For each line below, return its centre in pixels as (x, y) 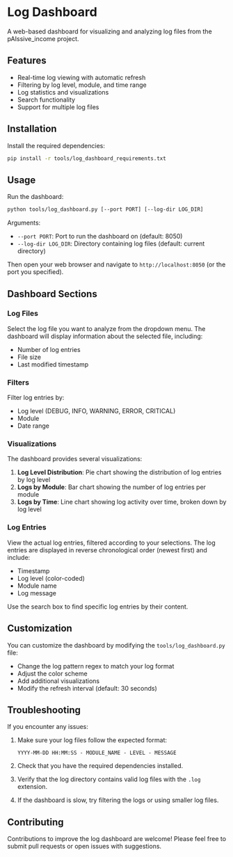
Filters (18, 382)
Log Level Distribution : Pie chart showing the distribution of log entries (119, 472)
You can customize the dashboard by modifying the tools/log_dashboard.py (116, 645)
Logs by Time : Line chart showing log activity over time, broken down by (122, 502)
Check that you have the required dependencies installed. (100, 766)
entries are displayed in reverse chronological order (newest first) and (107, 550)
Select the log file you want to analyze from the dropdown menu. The (106, 328)
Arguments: (24, 223)
